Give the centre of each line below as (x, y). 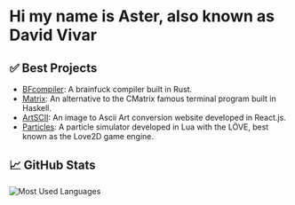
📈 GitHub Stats (52, 166)
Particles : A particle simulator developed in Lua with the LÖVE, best (145, 127)
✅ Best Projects (53, 68)
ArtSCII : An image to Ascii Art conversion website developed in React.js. (154, 118)
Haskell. (36, 108)
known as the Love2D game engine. (88, 136)
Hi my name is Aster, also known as (142, 16)
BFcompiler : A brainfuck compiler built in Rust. (107, 89)
